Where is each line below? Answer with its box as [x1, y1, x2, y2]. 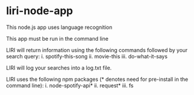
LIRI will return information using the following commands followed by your [6, 46, 188, 54]
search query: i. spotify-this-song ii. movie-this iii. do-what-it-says [6, 53, 168, 60]
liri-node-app [6, 4, 73, 18]
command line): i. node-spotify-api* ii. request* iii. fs [6, 81, 134, 89]
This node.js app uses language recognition [6, 24, 113, 31]
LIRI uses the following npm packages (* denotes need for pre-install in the [6, 76, 189, 83]
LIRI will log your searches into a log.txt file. [6, 64, 112, 71]
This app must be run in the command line [6, 35, 109, 42]
